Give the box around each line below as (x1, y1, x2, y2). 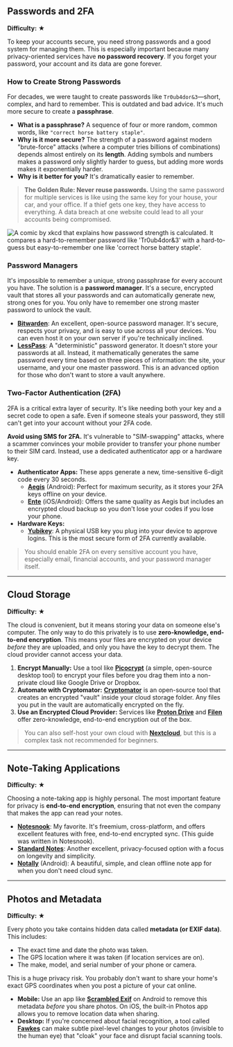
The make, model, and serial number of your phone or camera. (17, 960, 197, 969)
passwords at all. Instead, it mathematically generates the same (17, 349, 199, 357)
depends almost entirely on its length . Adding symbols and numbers (17, 150, 214, 159)
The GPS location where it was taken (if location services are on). (17, 953, 205, 962)
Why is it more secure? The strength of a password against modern (17, 135, 212, 144)
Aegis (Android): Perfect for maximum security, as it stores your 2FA (27, 482, 224, 491)
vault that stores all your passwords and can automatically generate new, (7, 291, 216, 300)
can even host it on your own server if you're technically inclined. (17, 334, 205, 343)
